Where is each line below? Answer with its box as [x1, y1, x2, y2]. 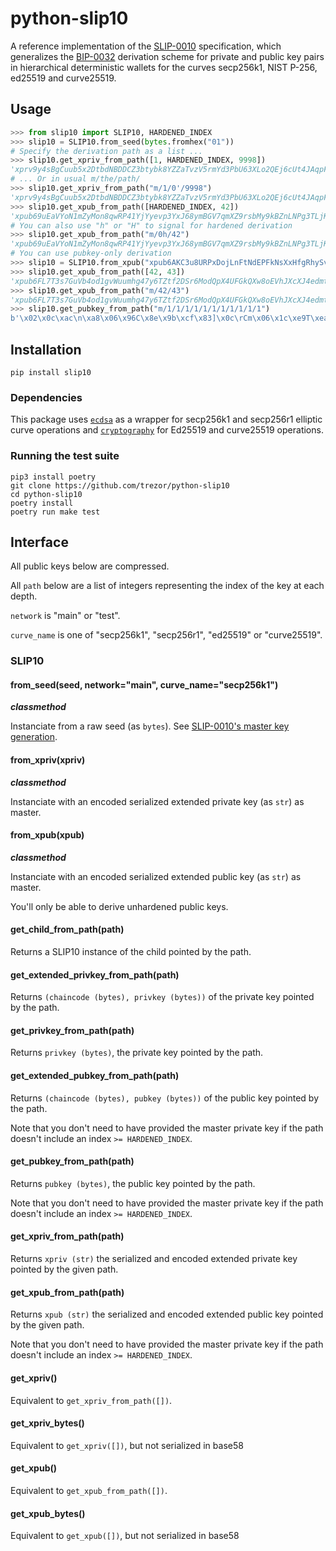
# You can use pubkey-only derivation [10, 248, 172, 259]
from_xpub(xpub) [10, 829, 85, 841]
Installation [10, 341, 82, 358]
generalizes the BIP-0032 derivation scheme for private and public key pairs [10, 50, 325, 62]
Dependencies [10, 390, 83, 404]
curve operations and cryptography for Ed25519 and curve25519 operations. [10, 424, 324, 436]
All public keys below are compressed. [10, 560, 170, 572]
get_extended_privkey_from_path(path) [10, 968, 180, 981]
